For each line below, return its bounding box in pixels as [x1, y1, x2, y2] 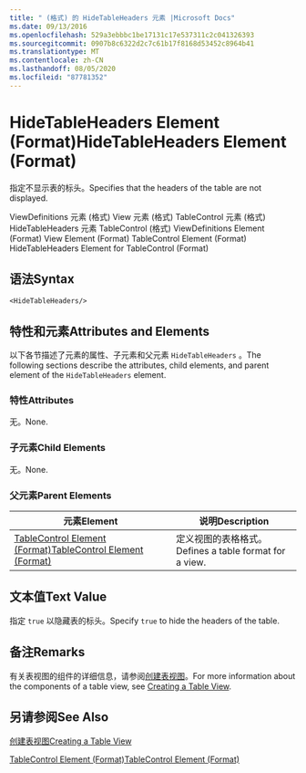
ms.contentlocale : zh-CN [9, 56, 104, 65]
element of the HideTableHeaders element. [9, 370, 167, 381]
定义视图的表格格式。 [176, 533, 268, 546]
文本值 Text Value [9, 590, 107, 605]
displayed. [9, 193, 48, 204]
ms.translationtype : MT [9, 47, 100, 57]
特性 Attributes [9, 394, 75, 407]
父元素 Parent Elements [9, 489, 112, 502]
